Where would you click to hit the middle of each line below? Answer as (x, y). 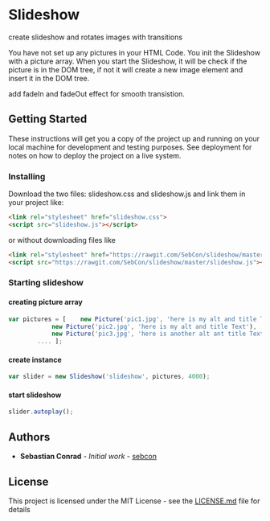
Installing (27, 176)
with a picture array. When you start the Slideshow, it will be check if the (128, 61)
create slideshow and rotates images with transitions (96, 37)
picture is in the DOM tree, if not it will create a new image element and (126, 69)
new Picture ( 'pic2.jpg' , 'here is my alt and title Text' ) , (154, 326)
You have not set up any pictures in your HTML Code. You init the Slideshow (135, 52)
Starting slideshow (46, 283)
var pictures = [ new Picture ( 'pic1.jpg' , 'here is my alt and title (133, 319)
